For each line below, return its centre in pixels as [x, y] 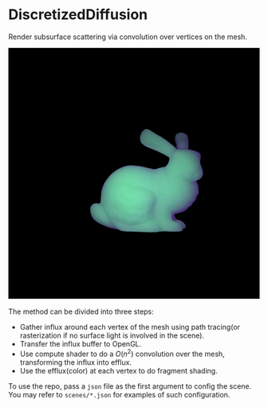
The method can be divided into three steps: [81, 311]
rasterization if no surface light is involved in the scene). [112, 335]
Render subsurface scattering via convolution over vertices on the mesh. [128, 37]
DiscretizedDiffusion [78, 15]
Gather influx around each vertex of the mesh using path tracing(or [130, 327]
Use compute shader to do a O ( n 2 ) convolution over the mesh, [122, 353]
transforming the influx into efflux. [76, 362]
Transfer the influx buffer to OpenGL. [81, 343]
